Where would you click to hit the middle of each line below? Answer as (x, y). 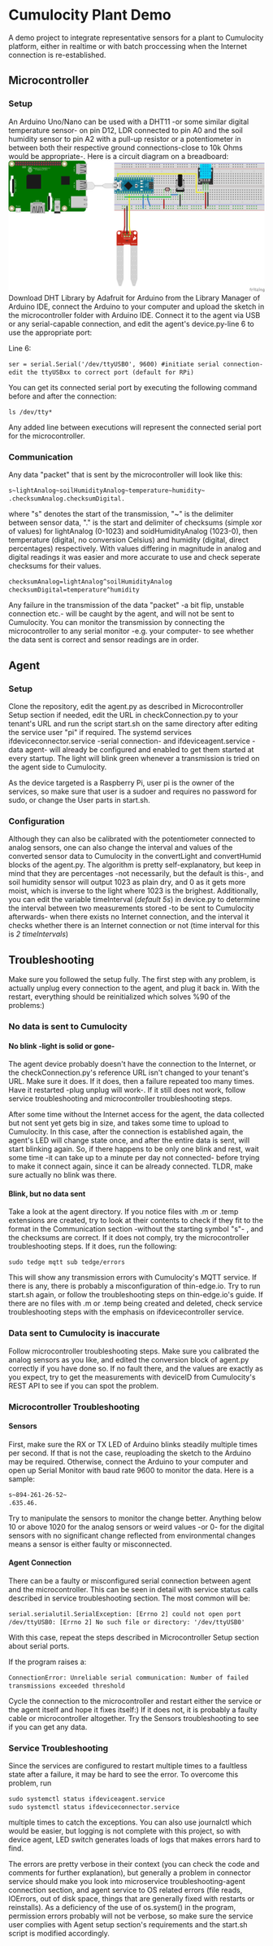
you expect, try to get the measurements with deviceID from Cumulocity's (132, 1377)
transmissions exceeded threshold (67, 1686)
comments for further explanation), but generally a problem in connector (130, 1873)
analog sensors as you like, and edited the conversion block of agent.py (129, 1359)
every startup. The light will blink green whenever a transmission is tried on (134, 758)
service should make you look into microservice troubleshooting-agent (127, 1882)
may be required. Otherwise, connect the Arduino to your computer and (128, 1461)
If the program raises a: (48, 1662)
